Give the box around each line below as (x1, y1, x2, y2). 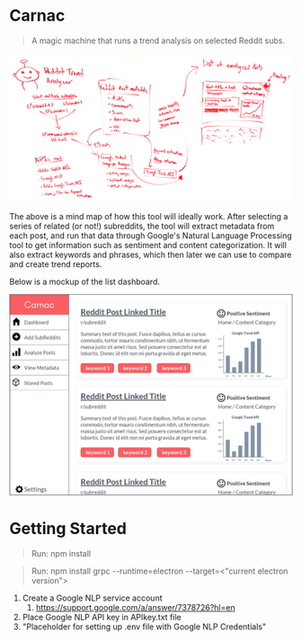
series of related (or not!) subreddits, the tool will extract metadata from (9, 220, 275, 231)
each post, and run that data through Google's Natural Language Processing (9, 230, 292, 241)
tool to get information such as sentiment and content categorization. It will (9, 239, 288, 250)
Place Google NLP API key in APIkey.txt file (22, 611, 182, 622)
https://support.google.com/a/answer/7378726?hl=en (35, 601, 235, 612)
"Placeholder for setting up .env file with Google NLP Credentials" (22, 621, 267, 632)
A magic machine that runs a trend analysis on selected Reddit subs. (31, 35, 286, 46)
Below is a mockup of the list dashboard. (9, 276, 160, 287)
